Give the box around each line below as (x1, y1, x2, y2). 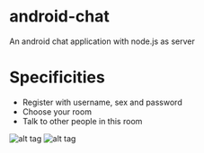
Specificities (9, 67, 105, 88)
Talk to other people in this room (22, 115, 143, 126)
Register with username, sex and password (22, 97, 182, 107)
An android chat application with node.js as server (9, 36, 195, 47)
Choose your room (22, 106, 93, 117)
